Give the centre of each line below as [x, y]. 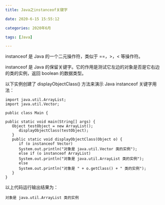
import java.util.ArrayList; [36, 100]
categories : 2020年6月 [28, 28]
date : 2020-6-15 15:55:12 [32, 19]
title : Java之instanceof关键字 [36, 10]
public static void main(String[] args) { [50, 122]
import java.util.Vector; [32, 104]
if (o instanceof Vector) [46, 144]
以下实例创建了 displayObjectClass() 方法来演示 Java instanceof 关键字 [79, 84]
